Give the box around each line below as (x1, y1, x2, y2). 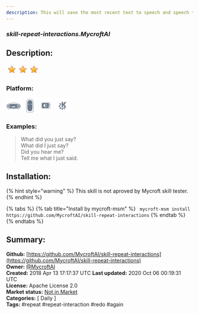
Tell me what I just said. (20, 154, 78, 161)
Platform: (6, 85, 34, 93)
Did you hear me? (20, 148, 64, 155)
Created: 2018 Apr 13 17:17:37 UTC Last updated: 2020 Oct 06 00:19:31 (6, 269, 181, 276)
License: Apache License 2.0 (6, 281, 78, 289)
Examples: (6, 122, 37, 130)
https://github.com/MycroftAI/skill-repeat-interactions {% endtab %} (6, 211, 186, 218)
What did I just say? (20, 142, 69, 149)
